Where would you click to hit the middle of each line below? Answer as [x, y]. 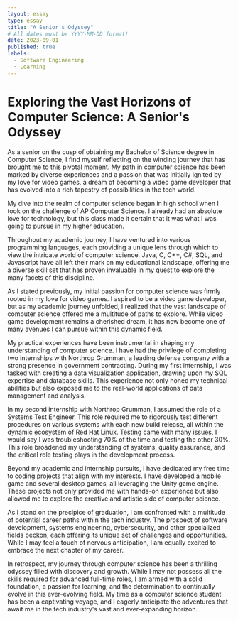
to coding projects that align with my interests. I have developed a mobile [114, 476]
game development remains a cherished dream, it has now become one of [116, 321]
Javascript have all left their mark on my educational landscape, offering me [118, 262]
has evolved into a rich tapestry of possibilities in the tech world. [102, 190]
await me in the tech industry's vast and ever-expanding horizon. [102, 609]
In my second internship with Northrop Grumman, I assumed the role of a [114, 409]
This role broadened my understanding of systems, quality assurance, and [116, 447]
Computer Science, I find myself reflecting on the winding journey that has [116, 159]
